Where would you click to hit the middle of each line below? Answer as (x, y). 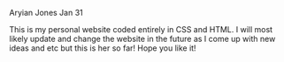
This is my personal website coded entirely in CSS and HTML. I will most (141, 29)
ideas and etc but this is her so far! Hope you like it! (103, 48)
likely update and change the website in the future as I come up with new (142, 39)
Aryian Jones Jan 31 (46, 13)
